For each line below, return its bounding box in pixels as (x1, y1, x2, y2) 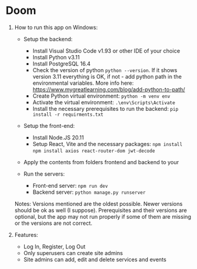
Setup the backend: (23, 35, 73, 42)
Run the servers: (23, 170, 65, 178)
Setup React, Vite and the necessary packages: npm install (32, 140, 183, 147)
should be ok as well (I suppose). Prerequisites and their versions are (14, 207, 187, 214)
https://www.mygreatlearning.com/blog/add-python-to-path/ (32, 85, 185, 93)
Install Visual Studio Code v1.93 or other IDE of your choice (32, 47, 180, 55)
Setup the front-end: (23, 122, 75, 129)
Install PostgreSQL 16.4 (32, 60, 91, 67)
